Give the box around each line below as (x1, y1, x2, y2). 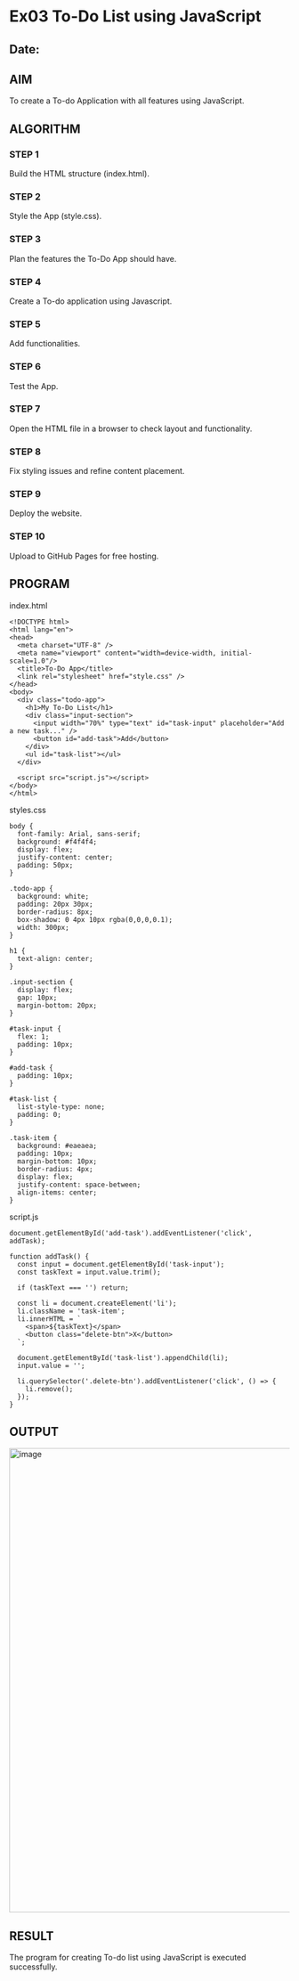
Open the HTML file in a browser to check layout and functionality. (9, 423, 253, 434)
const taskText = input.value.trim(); (17, 1268, 162, 1276)
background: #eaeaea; (17, 1141, 98, 1150)
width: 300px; (17, 923, 69, 932)
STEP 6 (9, 361, 42, 373)
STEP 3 (9, 233, 42, 246)
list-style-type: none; (17, 1102, 105, 1111)
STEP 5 (9, 318, 42, 330)
